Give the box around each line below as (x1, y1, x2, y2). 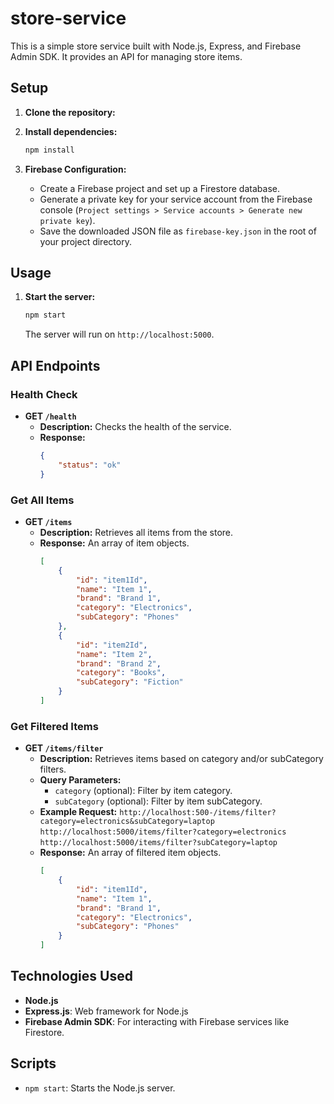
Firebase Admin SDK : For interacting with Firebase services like (24, 1015, 290, 1027)
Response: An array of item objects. (39, 537, 190, 549)
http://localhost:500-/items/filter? (119, 808, 277, 818)
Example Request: (39, 806, 118, 818)
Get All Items (10, 493, 75, 507)
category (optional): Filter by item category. (54, 785, 233, 797)
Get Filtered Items (10, 719, 99, 733)
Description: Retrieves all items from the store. (39, 526, 234, 538)
